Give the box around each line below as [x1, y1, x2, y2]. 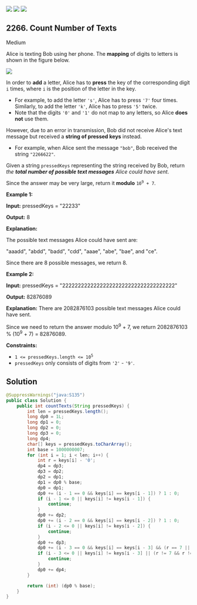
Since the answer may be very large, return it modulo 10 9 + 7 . [6, 179, 157, 186]
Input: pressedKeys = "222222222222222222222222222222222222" [6, 282, 178, 289]
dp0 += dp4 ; [37, 567, 67, 573]
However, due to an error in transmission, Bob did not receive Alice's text [6, 126, 183, 133]
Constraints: [6, 342, 38, 349]
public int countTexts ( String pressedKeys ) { [16, 403, 130, 409]
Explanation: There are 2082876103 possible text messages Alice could [6, 304, 181, 311]
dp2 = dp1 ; [37, 474, 64, 480]
